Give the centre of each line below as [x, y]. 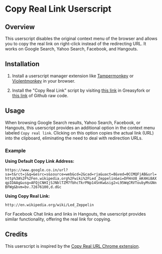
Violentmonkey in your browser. [44, 81]
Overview [20, 27]
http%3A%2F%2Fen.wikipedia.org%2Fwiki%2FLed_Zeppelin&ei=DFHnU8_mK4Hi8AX [81, 178]
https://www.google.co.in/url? [37, 170]
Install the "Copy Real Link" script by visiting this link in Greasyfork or [81, 90]
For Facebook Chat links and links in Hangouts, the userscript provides [75, 214]
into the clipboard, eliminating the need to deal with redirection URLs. [74, 138]
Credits [16, 234]
